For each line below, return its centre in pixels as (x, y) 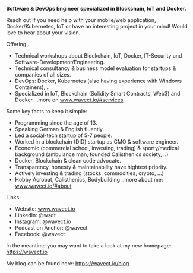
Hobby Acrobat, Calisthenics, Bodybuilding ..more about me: (89, 180)
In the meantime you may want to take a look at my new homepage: (89, 245)
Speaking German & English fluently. (59, 129)
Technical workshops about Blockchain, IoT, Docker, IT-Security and (98, 55)
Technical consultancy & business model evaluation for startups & (95, 68)
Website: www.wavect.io (45, 209)
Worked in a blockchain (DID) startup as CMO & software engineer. (96, 142)
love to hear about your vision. (43, 33)
